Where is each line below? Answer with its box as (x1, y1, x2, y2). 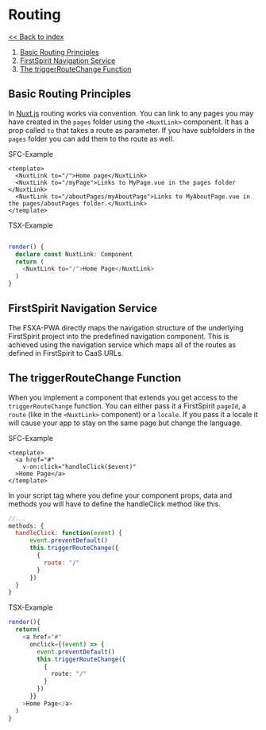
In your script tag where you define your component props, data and (8, 490, 233, 500)
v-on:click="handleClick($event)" (22, 463, 137, 470)
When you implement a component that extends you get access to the (8, 392, 238, 402)
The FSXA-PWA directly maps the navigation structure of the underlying (8, 322, 244, 332)
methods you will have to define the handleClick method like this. (8, 499, 221, 509)
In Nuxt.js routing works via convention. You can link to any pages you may (8, 108, 254, 118)
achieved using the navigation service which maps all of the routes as (8, 340, 237, 349)
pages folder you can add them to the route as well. (8, 134, 175, 143)
